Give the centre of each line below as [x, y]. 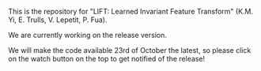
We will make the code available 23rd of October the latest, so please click [130, 50]
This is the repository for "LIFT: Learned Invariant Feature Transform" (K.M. [131, 11]
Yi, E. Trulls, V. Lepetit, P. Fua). [58, 20]
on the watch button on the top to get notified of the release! [107, 59]
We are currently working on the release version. [88, 35]
